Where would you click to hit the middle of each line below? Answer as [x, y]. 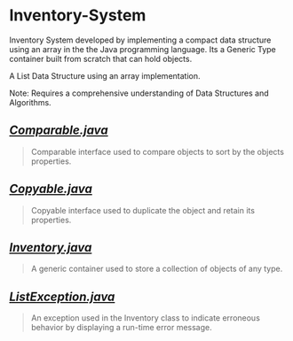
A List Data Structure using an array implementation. [105, 75]
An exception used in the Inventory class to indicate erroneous [145, 318]
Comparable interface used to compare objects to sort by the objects [157, 151]
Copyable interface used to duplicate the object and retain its [143, 210]
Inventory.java [51, 248]
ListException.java [62, 296]
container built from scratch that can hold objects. [101, 58]
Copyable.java [51, 189]
